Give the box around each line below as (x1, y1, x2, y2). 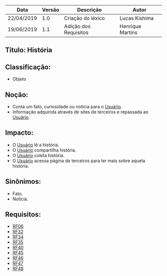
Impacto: (5, 129, 34, 137)
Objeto (12, 76, 26, 82)
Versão (42, 6, 60, 13)
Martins (119, 29, 138, 36)
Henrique (119, 23, 142, 29)
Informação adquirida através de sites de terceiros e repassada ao (12, 109, 149, 115)
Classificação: (5, 63, 51, 71)
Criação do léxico (64, 15, 105, 21)
